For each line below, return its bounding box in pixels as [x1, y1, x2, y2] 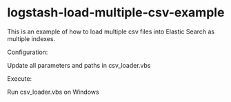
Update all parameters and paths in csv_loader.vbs [7, 61, 151, 69]
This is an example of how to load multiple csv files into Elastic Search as [7, 27, 215, 36]
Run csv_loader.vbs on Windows [7, 88, 99, 96]
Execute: [7, 74, 32, 83]
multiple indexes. [7, 34, 56, 42]
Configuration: [7, 48, 48, 56]
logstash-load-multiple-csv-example [7, 5, 225, 21]
